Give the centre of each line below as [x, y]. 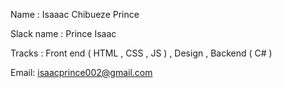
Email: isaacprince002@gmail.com [81, 72]
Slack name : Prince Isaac [63, 33]
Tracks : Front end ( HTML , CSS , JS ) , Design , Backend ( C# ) [141, 53]
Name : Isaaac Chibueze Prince [75, 14]
